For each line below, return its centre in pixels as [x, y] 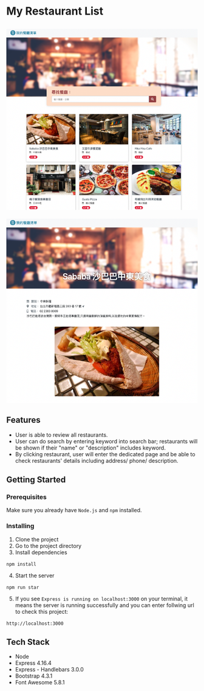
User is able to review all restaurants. [61, 435]
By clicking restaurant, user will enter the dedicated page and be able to [105, 454]
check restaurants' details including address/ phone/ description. [97, 460]
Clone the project [37, 539]
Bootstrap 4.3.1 [34, 676]
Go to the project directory [48, 546]
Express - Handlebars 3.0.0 [49, 670]
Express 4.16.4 [33, 663]
